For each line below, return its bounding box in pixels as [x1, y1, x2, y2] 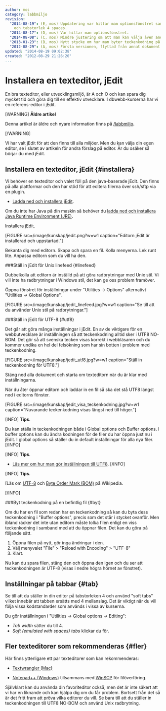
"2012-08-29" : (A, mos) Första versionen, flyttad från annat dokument [9, 44, 161, 49]
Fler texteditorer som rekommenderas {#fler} [5, 642, 147, 650]
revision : [5, 16, 26, 21]
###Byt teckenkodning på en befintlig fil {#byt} [5, 500, 101, 506]
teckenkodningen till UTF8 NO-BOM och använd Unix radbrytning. [5, 700, 140, 706]
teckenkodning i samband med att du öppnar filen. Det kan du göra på [5, 525, 148, 531]
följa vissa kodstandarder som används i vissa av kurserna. [5, 603, 125, 609]
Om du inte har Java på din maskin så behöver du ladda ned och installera [5, 208, 156, 214]
